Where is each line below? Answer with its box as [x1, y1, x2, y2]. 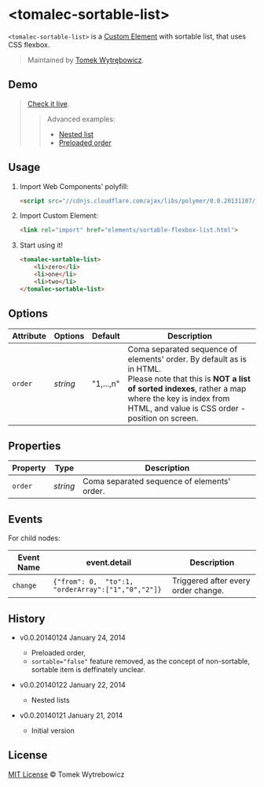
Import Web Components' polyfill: [19, 181, 129, 191]
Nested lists [31, 695, 70, 704]
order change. [171, 585, 225, 596]
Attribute [12, 330, 47, 341]
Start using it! [19, 240, 64, 250]
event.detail [86, 557, 132, 568]
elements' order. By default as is [127, 353, 247, 364]
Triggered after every [171, 575, 251, 586]
